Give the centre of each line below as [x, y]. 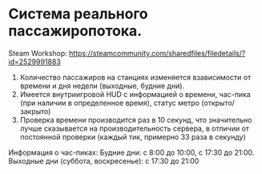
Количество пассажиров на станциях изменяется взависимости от [135, 77]
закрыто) [35, 111]
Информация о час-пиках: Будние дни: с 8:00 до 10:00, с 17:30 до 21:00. [131, 152]
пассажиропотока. [75, 31]
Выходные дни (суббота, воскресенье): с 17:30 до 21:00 [104, 160]
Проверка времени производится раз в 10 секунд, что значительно [136, 119]
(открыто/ [218, 103]
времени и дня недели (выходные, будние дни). [102, 86]
